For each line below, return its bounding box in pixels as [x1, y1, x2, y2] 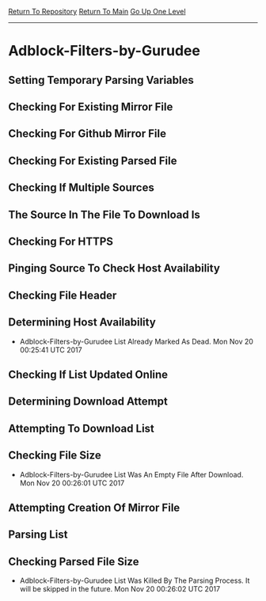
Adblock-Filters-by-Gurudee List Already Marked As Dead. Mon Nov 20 [19, 337, 253, 346]
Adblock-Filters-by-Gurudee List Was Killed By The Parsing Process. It [19, 576, 250, 585]
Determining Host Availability [8, 316, 156, 329]
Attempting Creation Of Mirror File [8, 500, 180, 514]
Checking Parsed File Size [8, 554, 139, 569]
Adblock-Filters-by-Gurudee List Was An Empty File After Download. [19, 470, 244, 479]
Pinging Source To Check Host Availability [8, 261, 220, 276]
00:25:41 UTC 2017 [19, 344, 82, 355]
